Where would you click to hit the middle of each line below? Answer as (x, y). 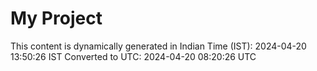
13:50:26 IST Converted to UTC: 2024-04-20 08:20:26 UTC (133, 56)
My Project (56, 18)
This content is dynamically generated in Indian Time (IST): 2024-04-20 (158, 46)
